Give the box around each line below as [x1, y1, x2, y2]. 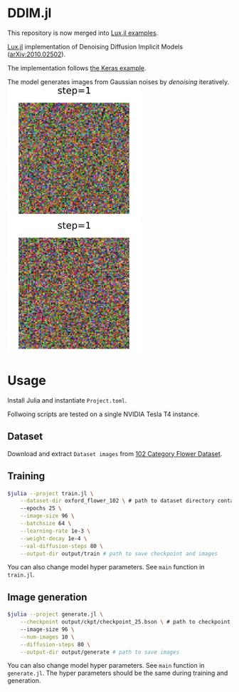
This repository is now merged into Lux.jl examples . [7, 29, 159, 37]
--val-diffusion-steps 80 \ [20, 542, 103, 549]
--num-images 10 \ [20, 633, 75, 641]
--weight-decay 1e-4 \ [20, 535, 87, 542]
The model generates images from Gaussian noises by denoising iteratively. [7, 77, 230, 86]
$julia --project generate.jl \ [7, 611, 103, 618]
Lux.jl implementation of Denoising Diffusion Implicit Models [7, 42, 184, 51]
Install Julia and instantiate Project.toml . [7, 396, 127, 404]
